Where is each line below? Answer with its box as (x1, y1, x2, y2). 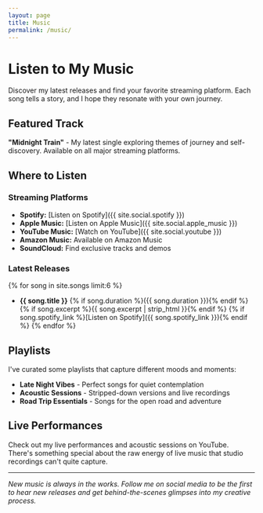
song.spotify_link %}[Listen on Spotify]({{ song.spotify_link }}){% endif (19, 313, 248, 322)
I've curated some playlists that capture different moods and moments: (8, 364, 236, 373)
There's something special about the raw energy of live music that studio (8, 448, 244, 457)
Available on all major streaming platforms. (42, 146, 181, 155)
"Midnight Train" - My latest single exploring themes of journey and (8, 138, 229, 147)
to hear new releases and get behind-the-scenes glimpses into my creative (8, 487, 251, 497)
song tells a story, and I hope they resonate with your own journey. (8, 94, 223, 104)
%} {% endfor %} (19, 321, 77, 330)
